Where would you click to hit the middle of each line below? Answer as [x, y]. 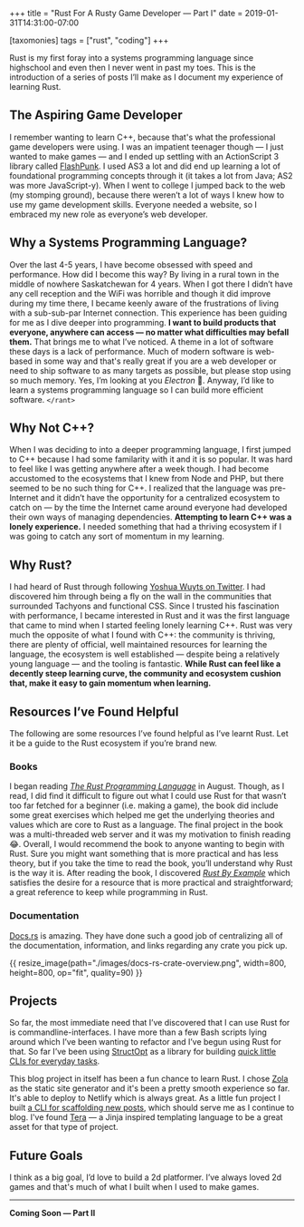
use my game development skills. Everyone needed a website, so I [133, 204]
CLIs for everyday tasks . [55, 1061]
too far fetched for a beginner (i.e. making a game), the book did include [144, 805]
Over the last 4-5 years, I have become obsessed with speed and [131, 264]
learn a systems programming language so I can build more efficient [137, 390]
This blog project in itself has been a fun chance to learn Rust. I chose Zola [149, 1079]
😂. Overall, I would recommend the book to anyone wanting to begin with [147, 844]
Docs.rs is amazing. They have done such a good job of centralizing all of [146, 935]
